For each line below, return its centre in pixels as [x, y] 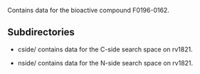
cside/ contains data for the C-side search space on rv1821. [105, 49]
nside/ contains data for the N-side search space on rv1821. [105, 63]
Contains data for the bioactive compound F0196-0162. [88, 10]
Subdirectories [41, 32]
